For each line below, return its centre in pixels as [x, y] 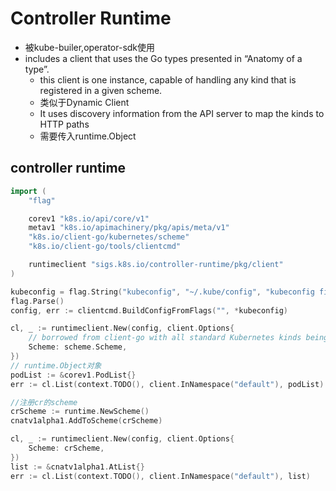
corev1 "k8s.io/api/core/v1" [89, 218]
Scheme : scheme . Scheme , [78, 347]
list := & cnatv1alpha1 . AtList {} [77, 467]
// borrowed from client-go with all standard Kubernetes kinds [165, 338]
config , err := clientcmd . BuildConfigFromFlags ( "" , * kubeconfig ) [149, 310]
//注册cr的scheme [44, 402]
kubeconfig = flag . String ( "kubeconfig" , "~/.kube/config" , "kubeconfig [162, 292]
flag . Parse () [37, 301]
